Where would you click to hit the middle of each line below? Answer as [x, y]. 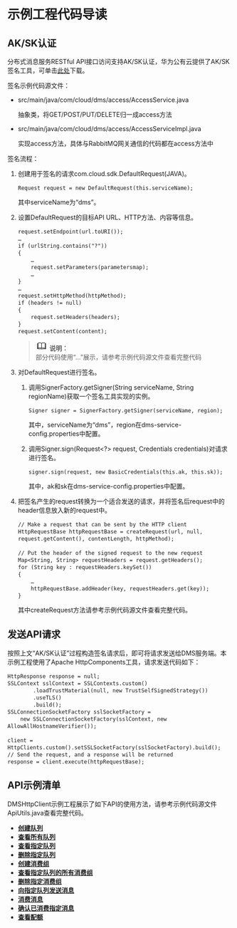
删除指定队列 [36, 855]
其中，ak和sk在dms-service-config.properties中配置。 [109, 486]
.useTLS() [47, 698]
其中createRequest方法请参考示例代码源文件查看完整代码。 [105, 610]
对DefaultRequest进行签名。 [59, 372]
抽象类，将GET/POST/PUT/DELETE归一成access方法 [95, 114]
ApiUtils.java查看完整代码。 [47, 813]
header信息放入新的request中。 [64, 510]
